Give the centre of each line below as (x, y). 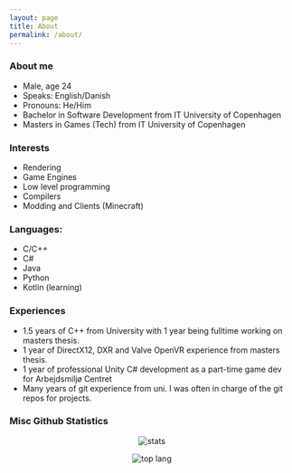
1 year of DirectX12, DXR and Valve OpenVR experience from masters (151, 350)
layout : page (34, 18)
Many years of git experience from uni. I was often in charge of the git (152, 388)
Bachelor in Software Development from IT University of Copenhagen (152, 115)
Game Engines (49, 176)
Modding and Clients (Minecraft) (83, 205)
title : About (34, 26)
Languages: (36, 229)
